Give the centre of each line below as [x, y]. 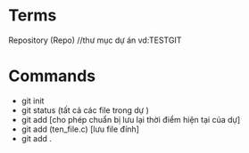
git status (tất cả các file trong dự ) [85, 110]
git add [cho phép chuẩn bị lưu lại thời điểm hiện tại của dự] [131, 119]
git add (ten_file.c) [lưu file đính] [80, 129]
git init [33, 101]
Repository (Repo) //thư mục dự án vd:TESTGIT [95, 40]
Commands [52, 76]
